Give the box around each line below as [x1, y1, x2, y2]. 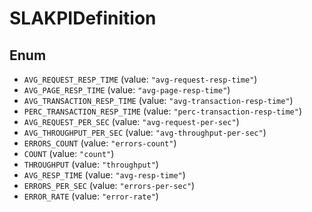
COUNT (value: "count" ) [23, 148, 115, 159]
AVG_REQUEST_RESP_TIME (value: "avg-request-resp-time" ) [23, 73, 258, 85]
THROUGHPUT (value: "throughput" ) [23, 158, 159, 170]
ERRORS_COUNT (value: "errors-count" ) [23, 137, 177, 149]
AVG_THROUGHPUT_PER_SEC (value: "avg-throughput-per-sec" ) [23, 127, 267, 138]
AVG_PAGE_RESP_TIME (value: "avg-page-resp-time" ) [23, 84, 231, 96]
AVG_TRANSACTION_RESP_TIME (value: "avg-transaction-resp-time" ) [23, 95, 294, 106]
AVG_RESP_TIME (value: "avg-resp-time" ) [23, 169, 186, 181]
